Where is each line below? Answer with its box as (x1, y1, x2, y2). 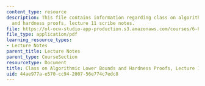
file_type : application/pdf (6, 31, 78, 38)
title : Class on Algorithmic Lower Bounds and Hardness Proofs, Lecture (6, 65, 195, 71)
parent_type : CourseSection (6, 54, 78, 60)
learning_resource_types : (6, 37, 72, 43)
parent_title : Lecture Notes (6, 48, 81, 55)
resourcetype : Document (6, 59, 67, 65)
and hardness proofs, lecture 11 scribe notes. (12, 20, 135, 26)
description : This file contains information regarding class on (6, 15, 176, 21)
